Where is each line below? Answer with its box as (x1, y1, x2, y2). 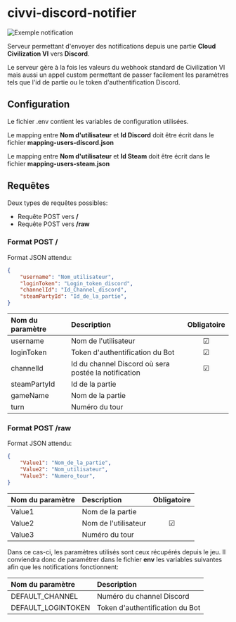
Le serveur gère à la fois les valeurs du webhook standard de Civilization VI (7, 63, 225, 71)
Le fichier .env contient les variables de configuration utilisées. (7, 117, 189, 125)
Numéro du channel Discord (97, 591, 190, 601)
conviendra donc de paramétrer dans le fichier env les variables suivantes (7, 555, 223, 564)
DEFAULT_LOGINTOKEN (11, 602, 91, 612)
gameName (11, 391, 49, 401)
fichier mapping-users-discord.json (7, 138, 114, 147)
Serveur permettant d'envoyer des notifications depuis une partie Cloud (7, 42, 216, 50)
